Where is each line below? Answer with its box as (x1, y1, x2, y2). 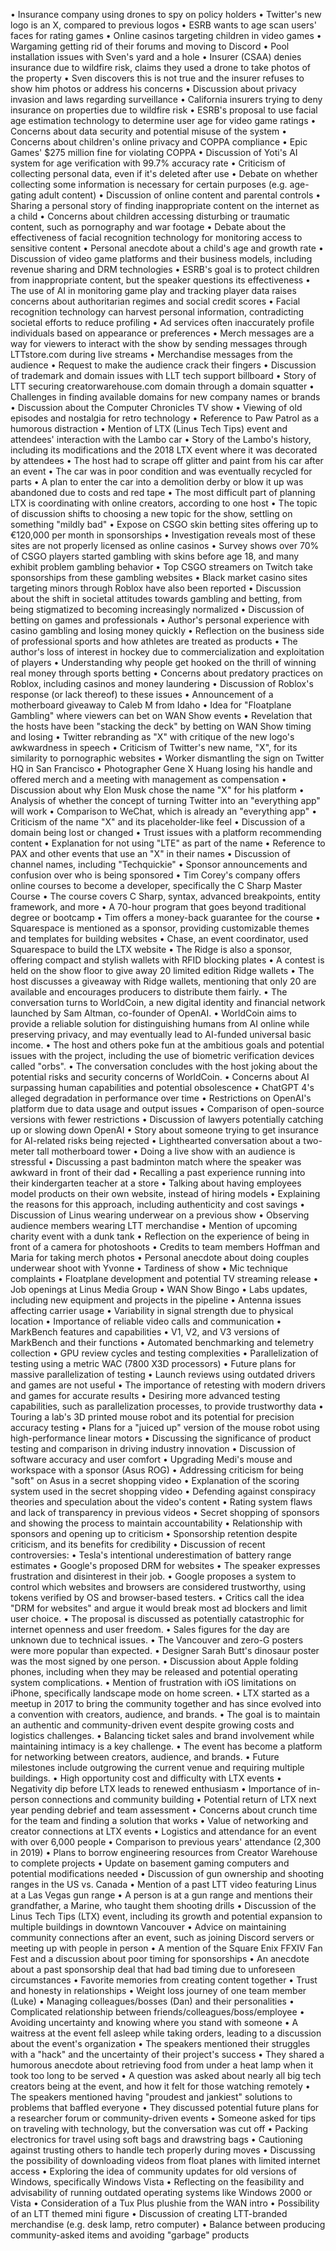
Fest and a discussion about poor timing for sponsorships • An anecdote (10, 1953, 310, 1964)
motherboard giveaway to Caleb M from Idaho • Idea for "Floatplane (10, 699, 292, 711)
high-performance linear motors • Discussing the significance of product (10, 1432, 312, 1444)
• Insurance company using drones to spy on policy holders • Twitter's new (10, 9, 322, 20)
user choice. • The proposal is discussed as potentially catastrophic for (10, 1613, 305, 1624)
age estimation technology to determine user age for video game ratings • (10, 115, 317, 126)
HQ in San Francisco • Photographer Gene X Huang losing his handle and (10, 763, 313, 774)
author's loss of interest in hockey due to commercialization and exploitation (10, 646, 325, 658)
